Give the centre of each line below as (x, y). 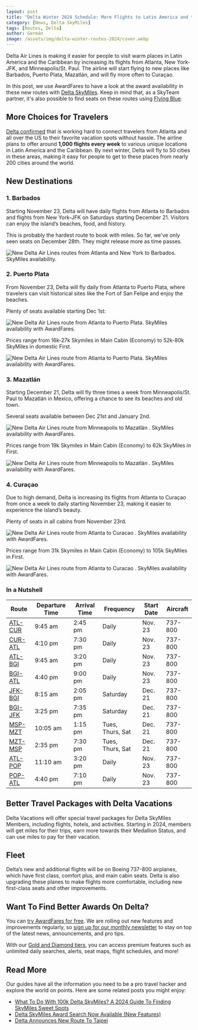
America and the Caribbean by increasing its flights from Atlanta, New (91, 62)
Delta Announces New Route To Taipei (61, 1020)
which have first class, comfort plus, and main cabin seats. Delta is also (93, 876)
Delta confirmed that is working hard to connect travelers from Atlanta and (96, 131)
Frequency (120, 609)
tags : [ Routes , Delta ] (34, 28)
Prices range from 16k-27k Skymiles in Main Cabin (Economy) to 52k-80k (95, 340)
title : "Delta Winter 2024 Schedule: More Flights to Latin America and (97, 17)
